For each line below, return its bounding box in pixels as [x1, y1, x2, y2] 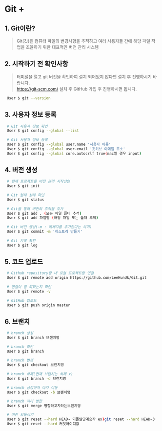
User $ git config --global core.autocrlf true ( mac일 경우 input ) [6, 151, 142, 156]
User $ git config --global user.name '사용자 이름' [6, 142, 111, 147]
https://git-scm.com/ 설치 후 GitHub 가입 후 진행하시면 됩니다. [16, 86, 137, 91]
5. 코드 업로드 [4, 257, 43, 266]
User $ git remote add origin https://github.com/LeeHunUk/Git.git [6, 275, 147, 280]
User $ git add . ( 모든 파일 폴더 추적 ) [6, 211, 82, 216]
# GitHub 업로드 [6, 298, 37, 303]
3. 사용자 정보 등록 [4, 111, 57, 119]
